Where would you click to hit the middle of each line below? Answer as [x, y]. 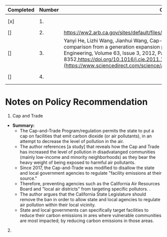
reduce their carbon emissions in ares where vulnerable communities [90, 215]
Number [49, 10]
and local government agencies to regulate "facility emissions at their [91, 173]
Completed [21, 10]
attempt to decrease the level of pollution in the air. [72, 141]
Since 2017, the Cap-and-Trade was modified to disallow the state [87, 168]
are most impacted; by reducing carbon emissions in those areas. [87, 221]
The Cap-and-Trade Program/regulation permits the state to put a [87, 130]
